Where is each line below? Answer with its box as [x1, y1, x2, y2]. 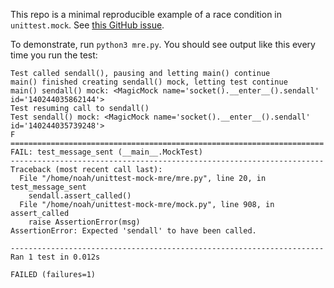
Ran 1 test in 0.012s [10, 252, 101, 262]
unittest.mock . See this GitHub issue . [10, 19, 165, 31]
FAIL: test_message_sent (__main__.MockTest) [10, 147, 203, 157]
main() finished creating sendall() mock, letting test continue [10, 77, 288, 87]
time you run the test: [10, 49, 98, 61]
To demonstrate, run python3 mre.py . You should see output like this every [10, 39, 316, 50]
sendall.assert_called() [28, 191, 132, 201]
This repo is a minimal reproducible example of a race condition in [10, 9, 283, 20]
